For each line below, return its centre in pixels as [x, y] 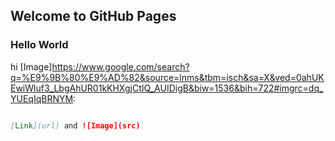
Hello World [39, 45]
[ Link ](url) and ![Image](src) [75, 125]
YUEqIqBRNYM [42, 98]
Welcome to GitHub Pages [93, 16]
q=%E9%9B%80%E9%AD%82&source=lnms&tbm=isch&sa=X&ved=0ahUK [167, 77]
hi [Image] [31, 66]
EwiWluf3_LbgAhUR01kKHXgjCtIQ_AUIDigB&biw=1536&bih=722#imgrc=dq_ [167, 88]
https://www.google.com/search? [120, 66]
